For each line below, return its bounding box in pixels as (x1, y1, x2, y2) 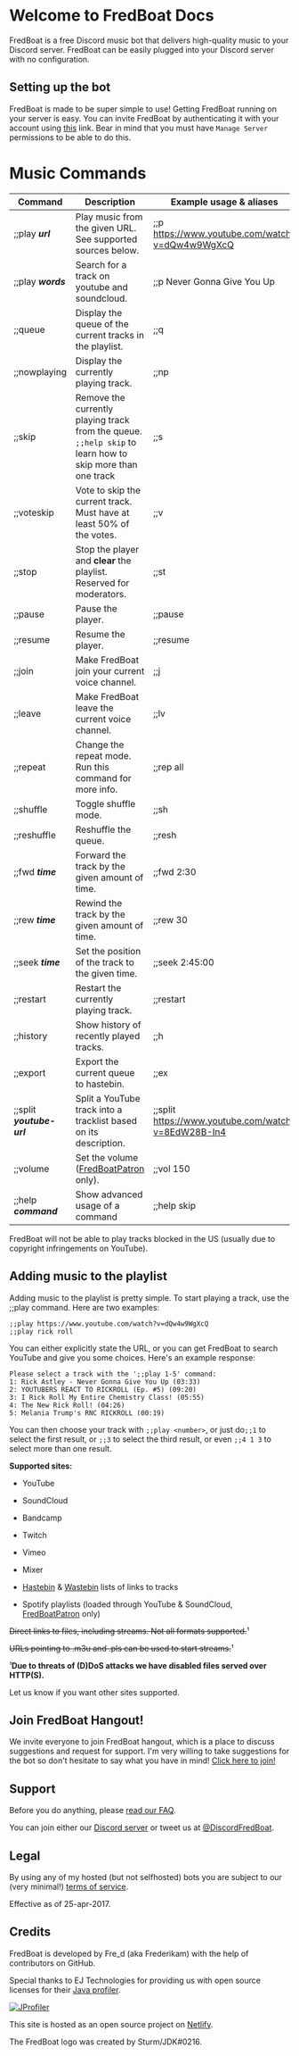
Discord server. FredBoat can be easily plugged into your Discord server (9, 44, 274, 54)
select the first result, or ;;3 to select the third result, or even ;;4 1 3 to (9, 1434, 271, 1444)
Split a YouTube (75, 1092, 141, 1104)
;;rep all (152, 761, 184, 773)
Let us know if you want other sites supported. (9, 1686, 180, 1697)
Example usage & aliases (170, 196, 279, 208)
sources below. (75, 244, 140, 256)
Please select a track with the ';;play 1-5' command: (9, 1369, 217, 1378)
